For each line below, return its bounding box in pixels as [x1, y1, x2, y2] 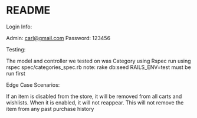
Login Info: [6, 23, 32, 30]
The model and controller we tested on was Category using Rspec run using [6, 57, 191, 64]
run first [6, 70, 25, 77]
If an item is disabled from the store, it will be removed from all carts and [6, 93, 182, 100]
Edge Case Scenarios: [6, 81, 60, 88]
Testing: [6, 45, 26, 53]
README [6, 4, 51, 17]
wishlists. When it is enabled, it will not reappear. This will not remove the [6, 99, 184, 106]
